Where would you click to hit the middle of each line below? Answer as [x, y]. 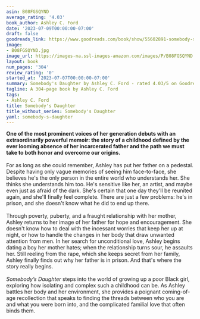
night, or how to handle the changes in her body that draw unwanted [90, 235]
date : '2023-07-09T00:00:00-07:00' [50, 28]
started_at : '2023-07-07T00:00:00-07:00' [58, 78]
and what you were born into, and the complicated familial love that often [96, 305]
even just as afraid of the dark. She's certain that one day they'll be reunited [99, 190]
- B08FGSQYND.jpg [28, 51]
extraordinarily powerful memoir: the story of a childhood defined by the [98, 140]
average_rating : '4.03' [36, 17]
